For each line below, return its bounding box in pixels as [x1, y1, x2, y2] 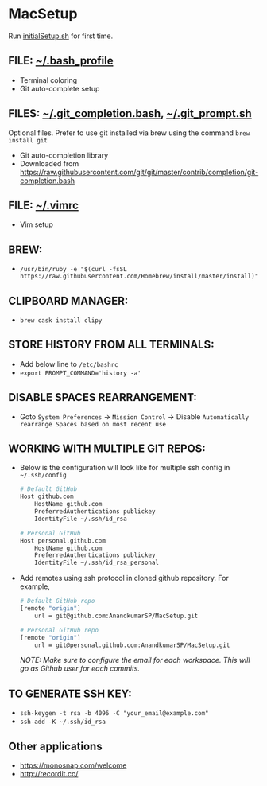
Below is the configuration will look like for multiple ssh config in [19, 463, 230, 473]
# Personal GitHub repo [19, 626, 99, 634]
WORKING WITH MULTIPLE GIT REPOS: [8, 442, 207, 456]
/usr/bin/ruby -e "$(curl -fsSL [19, 266, 127, 274]
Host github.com [19, 492, 74, 501]
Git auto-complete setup [19, 84, 100, 93]
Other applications [8, 739, 103, 753]
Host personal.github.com [19, 536, 106, 545]
